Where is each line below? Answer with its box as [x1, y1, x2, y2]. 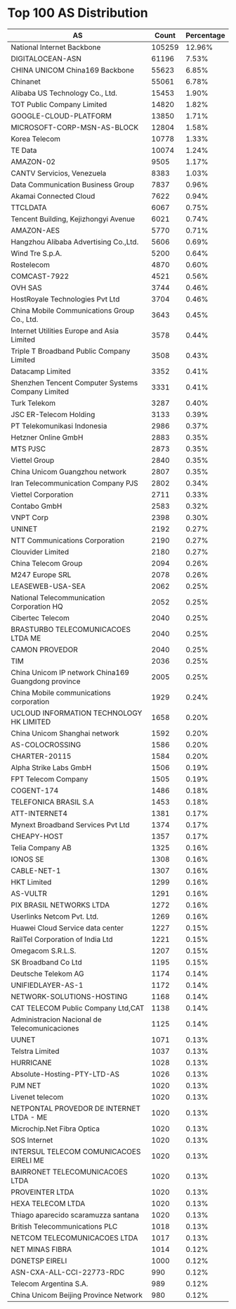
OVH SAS [11, 283, 42, 292]
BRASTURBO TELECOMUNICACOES [11, 624, 131, 634]
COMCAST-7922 [11, 271, 69, 281]
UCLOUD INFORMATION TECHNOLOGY [11, 708, 143, 718]
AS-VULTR [11, 888, 47, 898]
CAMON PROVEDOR [11, 645, 79, 654]
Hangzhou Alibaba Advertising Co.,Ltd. [11, 237, 139, 247]
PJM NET [11, 1080, 41, 1090]
